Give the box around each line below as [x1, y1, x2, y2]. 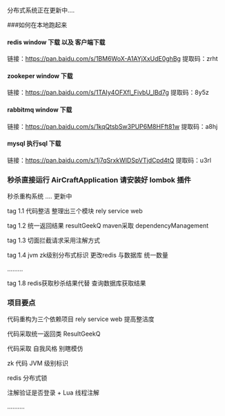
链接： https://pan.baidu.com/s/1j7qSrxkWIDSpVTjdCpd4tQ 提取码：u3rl [7, 156, 212, 164]
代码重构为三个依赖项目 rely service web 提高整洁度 [7, 315, 155, 323]
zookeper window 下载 [7, 71, 74, 80]
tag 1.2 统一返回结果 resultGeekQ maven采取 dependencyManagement [7, 221, 209, 230]
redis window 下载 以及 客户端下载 [7, 37, 106, 46]
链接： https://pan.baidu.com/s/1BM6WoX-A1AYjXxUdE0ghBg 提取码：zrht [7, 55, 219, 63]
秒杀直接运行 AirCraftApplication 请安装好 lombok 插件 [7, 175, 191, 185]
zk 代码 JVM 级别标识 [7, 359, 69, 368]
